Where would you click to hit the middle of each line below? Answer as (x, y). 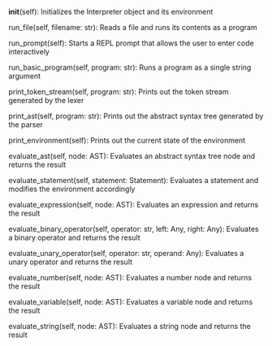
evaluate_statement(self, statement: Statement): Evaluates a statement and (134, 180)
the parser (26, 124)
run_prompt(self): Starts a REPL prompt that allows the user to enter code (131, 43)
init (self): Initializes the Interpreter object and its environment (111, 12)
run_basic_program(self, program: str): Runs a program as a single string (130, 67)
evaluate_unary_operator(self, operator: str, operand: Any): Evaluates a (126, 253)
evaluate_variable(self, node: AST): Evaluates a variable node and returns (131, 302)
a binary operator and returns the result (74, 237)
